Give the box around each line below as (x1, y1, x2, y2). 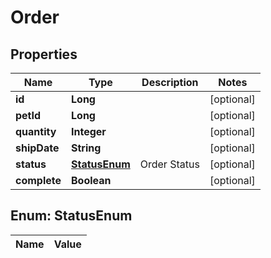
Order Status (139, 157, 200, 171)
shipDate (15, 141, 60, 155)
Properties (10, 46, 78, 63)
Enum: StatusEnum (10, 207, 133, 225)
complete (15, 174, 62, 187)
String (71, 141, 102, 155)
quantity (15, 125, 57, 138)
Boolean (71, 174, 112, 187)
